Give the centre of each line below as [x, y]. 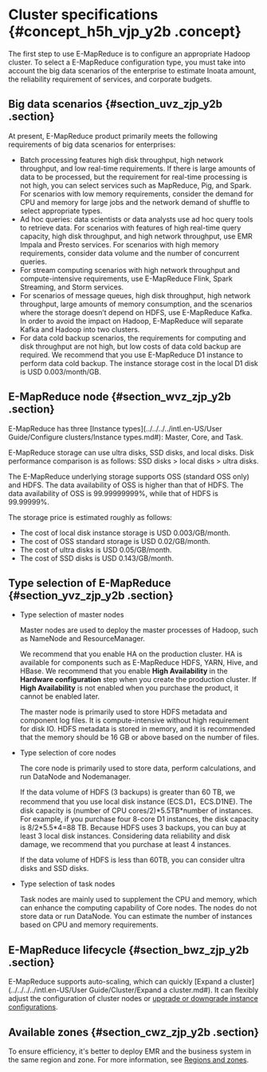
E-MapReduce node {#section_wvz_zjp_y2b [120, 397]
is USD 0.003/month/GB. [60, 372]
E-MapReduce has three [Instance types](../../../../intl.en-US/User [115, 428]
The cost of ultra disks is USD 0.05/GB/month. [96, 550]
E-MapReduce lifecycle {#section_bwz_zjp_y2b [129, 950]
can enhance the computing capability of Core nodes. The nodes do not [138, 908]
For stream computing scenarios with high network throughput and [130, 270]
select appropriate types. [61, 211]
